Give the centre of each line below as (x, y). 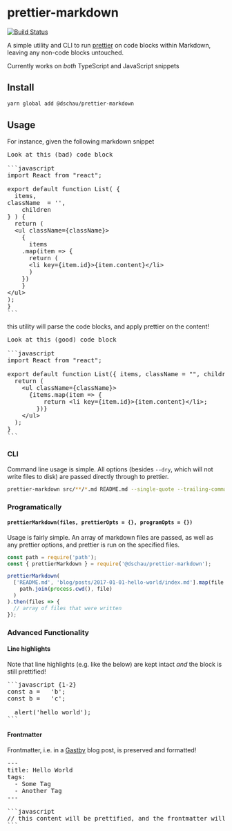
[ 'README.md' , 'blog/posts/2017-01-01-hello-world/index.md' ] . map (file (119, 583)
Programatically (35, 507)
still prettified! (27, 672)
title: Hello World (40, 770)
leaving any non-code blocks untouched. (66, 52)
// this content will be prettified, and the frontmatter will (116, 818)
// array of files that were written (68, 608)
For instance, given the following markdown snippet (81, 141)
